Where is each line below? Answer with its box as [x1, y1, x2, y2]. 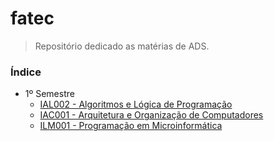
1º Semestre [24, 88, 75, 100]
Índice [10, 65, 42, 79]
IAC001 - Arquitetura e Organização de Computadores [39, 109, 264, 121]
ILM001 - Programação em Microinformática [39, 120, 223, 132]
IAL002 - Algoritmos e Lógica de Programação [39, 98, 233, 111]
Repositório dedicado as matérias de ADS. [34, 40, 210, 52]
